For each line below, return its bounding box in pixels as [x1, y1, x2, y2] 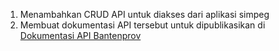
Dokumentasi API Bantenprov [19, 30, 142, 41]
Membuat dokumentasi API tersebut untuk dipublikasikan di [19, 19, 266, 31]
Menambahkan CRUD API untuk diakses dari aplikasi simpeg [19, 9, 270, 20]
